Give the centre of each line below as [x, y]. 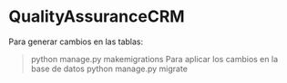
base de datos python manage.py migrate [109, 69]
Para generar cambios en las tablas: [76, 41]
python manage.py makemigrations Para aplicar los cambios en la [154, 59]
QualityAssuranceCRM [97, 17]
